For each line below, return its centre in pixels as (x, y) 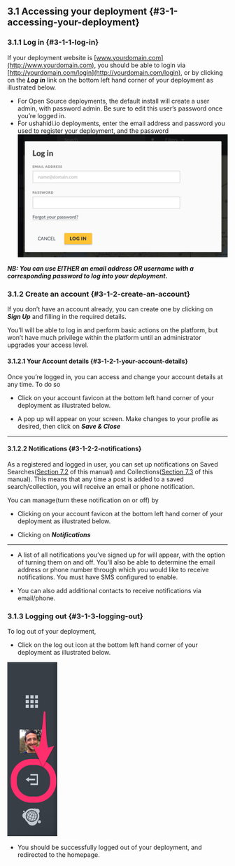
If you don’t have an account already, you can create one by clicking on (110, 309)
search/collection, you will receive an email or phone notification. (101, 486)
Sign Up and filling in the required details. (67, 317)
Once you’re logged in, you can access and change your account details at (115, 376)
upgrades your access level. (48, 345)
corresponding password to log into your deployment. (87, 276)
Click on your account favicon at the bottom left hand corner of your (116, 397)
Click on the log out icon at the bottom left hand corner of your (107, 645)
